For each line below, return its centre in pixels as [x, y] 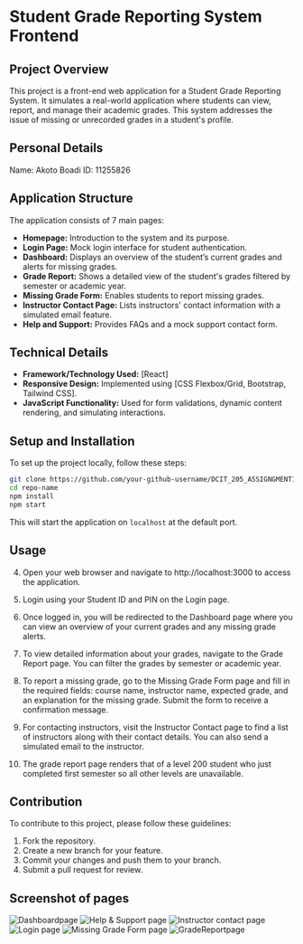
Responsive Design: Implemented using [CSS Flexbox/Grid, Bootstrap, [154, 384]
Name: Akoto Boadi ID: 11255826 [70, 170]
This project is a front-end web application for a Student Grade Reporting [145, 91]
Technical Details [59, 353]
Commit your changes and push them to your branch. [122, 860]
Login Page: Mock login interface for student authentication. [135, 247]
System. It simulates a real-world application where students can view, [141, 100]
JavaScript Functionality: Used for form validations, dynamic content [152, 403]
